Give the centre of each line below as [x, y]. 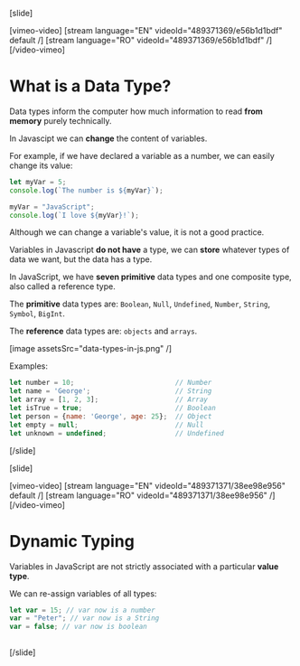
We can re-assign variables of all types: [83, 593]
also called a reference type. [62, 286]
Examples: [28, 366]
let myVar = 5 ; [38, 182]
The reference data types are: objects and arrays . [103, 331]
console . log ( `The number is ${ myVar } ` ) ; [87, 190]
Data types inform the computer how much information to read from [136, 111]
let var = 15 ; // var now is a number [82, 610]
